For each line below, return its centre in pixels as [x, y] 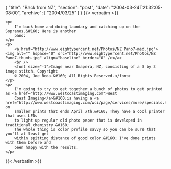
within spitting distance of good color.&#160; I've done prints [85, 138]
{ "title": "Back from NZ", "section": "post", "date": [58, 7]
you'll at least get [27, 134]
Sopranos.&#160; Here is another [41, 31]
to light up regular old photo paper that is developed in [78, 120]
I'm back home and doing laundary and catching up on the [77, 27]
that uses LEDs [21, 116]
